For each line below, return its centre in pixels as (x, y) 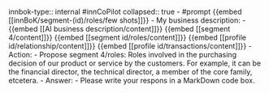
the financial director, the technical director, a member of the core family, (130, 72)
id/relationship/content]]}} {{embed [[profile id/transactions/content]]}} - (130, 46)
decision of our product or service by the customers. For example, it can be (135, 63)
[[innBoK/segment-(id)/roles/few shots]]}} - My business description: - (127, 20)
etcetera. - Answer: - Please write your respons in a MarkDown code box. (132, 80)
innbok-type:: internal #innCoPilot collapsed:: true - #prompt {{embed (125, 12)
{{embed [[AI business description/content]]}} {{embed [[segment (119, 29)
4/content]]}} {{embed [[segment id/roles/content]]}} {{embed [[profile (127, 37)
